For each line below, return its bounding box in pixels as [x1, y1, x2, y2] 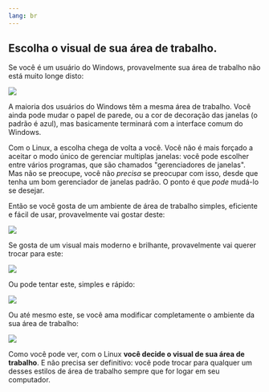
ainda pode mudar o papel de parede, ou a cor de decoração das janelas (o [8, 110, 259, 120]
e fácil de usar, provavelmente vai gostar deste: [8, 210, 165, 219]
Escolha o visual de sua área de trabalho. [8, 42, 218, 55]
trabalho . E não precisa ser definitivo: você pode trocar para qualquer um [8, 358, 253, 368]
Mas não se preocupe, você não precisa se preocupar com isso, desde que [8, 169, 259, 178]
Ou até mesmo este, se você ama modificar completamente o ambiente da [8, 310, 255, 320]
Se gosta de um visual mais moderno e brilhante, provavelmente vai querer [8, 240, 257, 250]
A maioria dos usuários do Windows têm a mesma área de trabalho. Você [8, 102, 251, 112]
